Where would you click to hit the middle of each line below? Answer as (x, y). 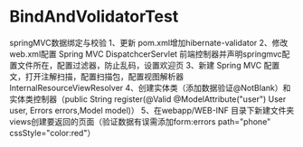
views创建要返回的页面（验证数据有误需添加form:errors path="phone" (140, 121)
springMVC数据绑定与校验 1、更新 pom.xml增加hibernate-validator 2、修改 (149, 42)
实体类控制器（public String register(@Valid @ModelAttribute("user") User (148, 99)
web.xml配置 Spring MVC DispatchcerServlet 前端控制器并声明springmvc (146, 54)
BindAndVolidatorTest (94, 17)
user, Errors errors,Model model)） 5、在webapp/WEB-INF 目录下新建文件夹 (152, 110)
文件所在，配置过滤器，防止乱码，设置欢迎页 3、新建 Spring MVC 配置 (148, 65)
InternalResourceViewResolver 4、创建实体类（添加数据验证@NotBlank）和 (150, 87)
